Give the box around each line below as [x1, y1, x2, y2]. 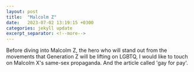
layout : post [6, 8, 38, 15]
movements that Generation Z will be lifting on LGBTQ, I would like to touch [6, 53, 188, 60]
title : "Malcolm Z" [6, 14, 57, 20]
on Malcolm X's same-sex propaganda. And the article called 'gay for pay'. [6, 60, 188, 67]
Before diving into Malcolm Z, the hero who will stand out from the [6, 47, 167, 54]
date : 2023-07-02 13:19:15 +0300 [6, 19, 94, 25]
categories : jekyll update [6, 25, 73, 31]
